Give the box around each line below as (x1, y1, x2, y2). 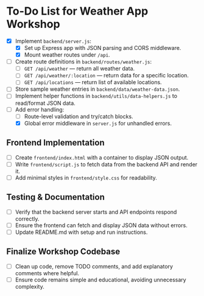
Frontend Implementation (6, 138, 105, 148)
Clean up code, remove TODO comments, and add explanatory (15, 263, 174, 270)
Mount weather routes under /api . (24, 51, 111, 58)
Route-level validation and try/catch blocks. (24, 113, 133, 120)
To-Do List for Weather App (6, 4, 149, 18)
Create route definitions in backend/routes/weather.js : (15, 58, 152, 65)
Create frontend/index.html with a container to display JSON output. (15, 153, 189, 161)
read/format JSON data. (15, 99, 76, 107)
